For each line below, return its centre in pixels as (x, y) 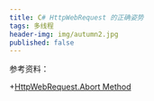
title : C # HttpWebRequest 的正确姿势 (77, 17)
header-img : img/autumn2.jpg (64, 34)
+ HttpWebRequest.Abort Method (70, 87)
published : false (42, 42)
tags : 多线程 (32, 26)
